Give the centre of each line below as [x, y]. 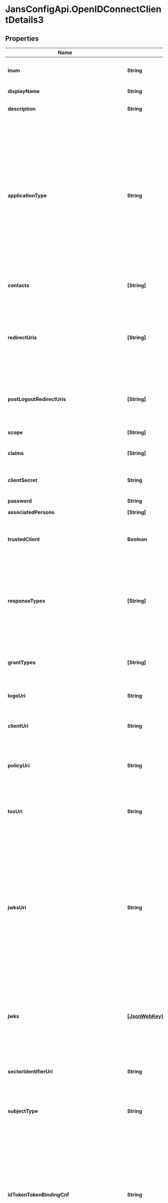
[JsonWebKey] [145, 1016]
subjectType [23, 1111]
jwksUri [17, 907]
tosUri [15, 811]
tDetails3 [24, 20]
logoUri [17, 696]
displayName [24, 91]
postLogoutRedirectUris [37, 399]
